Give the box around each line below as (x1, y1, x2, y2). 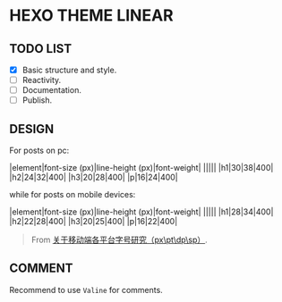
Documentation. (21, 85, 82, 96)
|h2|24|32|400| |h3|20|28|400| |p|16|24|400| (9, 172, 178, 183)
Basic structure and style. (21, 64, 117, 75)
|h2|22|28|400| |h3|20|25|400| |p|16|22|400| (9, 216, 178, 227)
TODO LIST (9, 41, 73, 56)
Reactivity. (21, 75, 62, 86)
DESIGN (9, 122, 55, 137)
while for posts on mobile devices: (9, 189, 136, 200)
